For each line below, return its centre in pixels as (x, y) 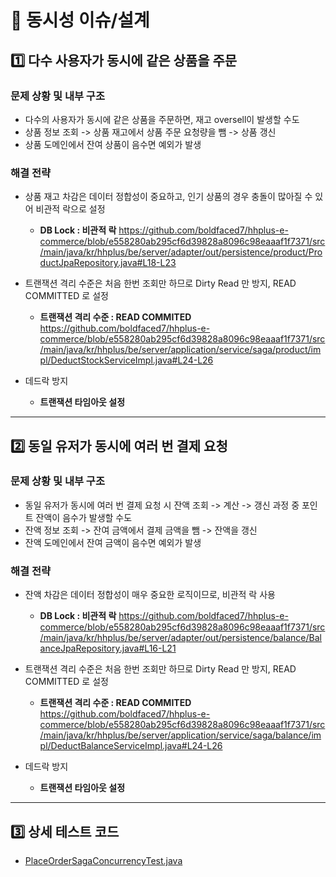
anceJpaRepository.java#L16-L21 (108, 648)
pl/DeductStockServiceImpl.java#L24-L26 (126, 360)
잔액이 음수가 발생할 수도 (84, 517)
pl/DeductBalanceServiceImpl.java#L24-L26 (131, 746)
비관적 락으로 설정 (70, 209)
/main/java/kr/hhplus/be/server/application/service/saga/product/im (180, 350)
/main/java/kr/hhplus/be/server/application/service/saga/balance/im (180, 735)
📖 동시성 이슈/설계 (80, 20)
